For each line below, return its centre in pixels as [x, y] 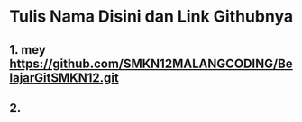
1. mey [28, 50]
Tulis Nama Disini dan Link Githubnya [151, 17]
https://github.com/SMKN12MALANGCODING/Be [151, 63]
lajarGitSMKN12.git [64, 78]
